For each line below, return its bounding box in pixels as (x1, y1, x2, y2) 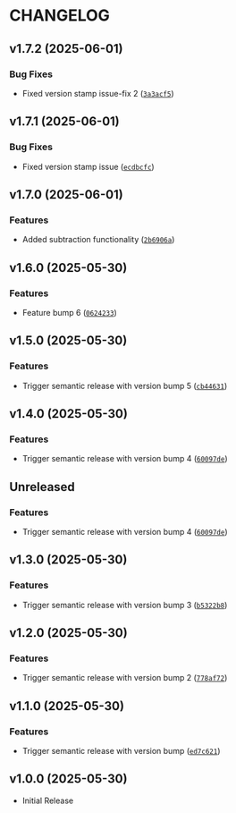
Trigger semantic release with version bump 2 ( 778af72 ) (21, 673, 228, 683)
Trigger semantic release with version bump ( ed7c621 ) (21, 746, 221, 757)
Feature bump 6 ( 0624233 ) (21, 307, 118, 318)
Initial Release (21, 795, 74, 806)
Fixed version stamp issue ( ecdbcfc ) (21, 161, 155, 172)
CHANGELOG (9, 5, 110, 26)
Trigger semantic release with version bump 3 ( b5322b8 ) (21, 599, 228, 610)
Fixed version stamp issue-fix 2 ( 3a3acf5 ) (21, 88, 174, 98)
